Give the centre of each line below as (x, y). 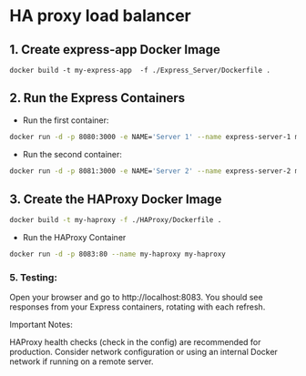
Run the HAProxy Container (74, 238)
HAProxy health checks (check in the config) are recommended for (135, 342)
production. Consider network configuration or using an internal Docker (143, 352)
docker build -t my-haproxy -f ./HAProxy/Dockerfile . (116, 220)
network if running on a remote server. (82, 361)
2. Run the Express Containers (97, 98)
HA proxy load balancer (100, 16)
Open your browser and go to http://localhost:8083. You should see (136, 298)
